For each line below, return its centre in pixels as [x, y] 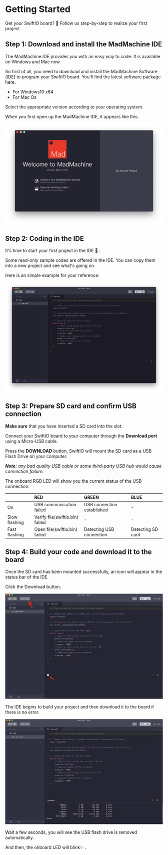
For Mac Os [24, 97]
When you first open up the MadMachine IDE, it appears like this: [72, 116]
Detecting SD [144, 529]
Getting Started [38, 9]
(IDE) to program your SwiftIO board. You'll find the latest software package [83, 77]
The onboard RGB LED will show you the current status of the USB [73, 481]
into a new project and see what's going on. [50, 265]
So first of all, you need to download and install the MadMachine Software [81, 71]
